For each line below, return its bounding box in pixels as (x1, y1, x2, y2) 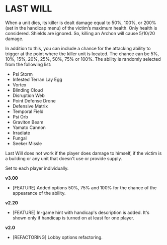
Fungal (12, 135, 27, 141)
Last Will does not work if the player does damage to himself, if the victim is (5, 150, 162, 156)
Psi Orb (12, 113, 29, 119)
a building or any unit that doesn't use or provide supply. (5, 155, 122, 161)
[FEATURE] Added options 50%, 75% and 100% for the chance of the (12, 184, 157, 191)
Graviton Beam (12, 119, 44, 125)
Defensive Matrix (12, 103, 48, 109)
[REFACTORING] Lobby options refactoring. (12, 234, 103, 240)
